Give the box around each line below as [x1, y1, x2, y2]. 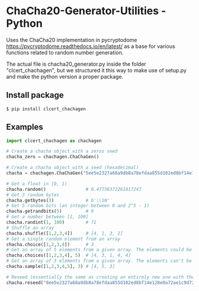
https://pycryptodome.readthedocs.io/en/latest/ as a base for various [6, 43, 176, 50]
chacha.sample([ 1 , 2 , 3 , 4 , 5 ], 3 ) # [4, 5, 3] [6, 264, 115, 270]
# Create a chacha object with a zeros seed [6, 148, 118, 155]
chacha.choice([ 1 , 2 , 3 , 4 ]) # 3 [6, 241, 94, 247]
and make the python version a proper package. [6, 73, 124, 80]
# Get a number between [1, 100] [6, 214, 89, 220]
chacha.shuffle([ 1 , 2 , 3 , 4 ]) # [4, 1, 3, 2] [6, 230, 123, 236]
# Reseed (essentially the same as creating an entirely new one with [6, 274, 184, 280]
